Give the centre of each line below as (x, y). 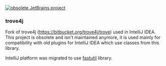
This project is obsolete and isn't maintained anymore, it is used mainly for (83, 38)
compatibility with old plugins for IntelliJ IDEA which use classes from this (82, 43)
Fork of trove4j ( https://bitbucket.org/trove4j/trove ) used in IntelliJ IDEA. (80, 32)
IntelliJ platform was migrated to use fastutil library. (59, 58)
